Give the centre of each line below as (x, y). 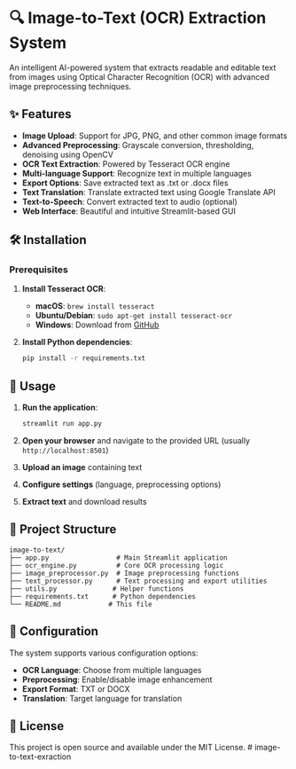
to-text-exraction (40, 757)
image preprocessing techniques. (70, 86)
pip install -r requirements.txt (84, 358)
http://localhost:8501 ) (65, 450)
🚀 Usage (32, 386)
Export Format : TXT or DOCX (76, 688)
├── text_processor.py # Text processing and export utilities (138, 581)
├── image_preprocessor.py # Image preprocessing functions (125, 573)
